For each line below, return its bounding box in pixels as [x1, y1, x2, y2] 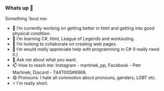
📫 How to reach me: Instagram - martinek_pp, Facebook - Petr [12, 62, 141, 68]
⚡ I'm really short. [12, 80, 48, 86]
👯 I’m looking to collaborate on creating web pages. [12, 41, 117, 47]
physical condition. [12, 31, 51, 37]
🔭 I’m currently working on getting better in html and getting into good [12, 25, 155, 31]
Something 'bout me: [5, 16, 48, 22]
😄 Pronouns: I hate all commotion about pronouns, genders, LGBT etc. [12, 75, 157, 81]
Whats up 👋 [5, 4, 34, 11]
